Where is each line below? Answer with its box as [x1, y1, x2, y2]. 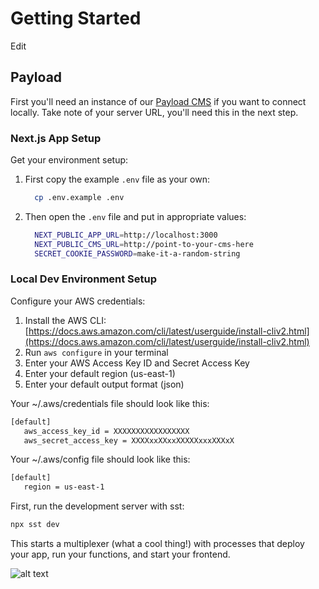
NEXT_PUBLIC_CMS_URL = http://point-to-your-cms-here [34, 239, 254, 249]
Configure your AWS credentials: [10, 295, 146, 307]
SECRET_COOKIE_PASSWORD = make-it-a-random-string [34, 248, 241, 259]
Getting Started [10, 7, 142, 30]
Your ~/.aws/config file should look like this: [10, 453, 191, 466]
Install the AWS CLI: [24, 314, 107, 326]
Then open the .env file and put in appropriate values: [24, 210, 247, 222]
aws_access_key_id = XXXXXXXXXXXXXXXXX [23, 426, 190, 436]
